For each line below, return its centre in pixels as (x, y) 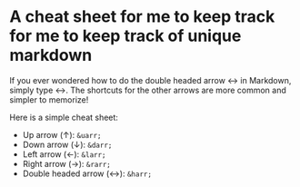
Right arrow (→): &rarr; (66, 163)
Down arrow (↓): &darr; (67, 144)
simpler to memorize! (49, 99)
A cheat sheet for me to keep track (142, 17)
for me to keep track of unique (125, 36)
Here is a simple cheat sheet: (64, 117)
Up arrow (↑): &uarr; (62, 134)
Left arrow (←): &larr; (64, 154)
